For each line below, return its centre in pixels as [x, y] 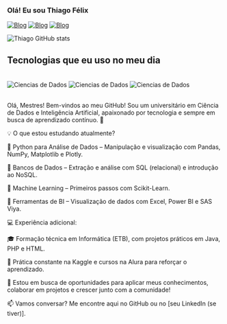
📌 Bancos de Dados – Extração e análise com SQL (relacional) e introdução [113, 167]
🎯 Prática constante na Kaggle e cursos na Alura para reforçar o [97, 262]
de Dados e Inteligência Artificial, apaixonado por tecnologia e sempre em [111, 113]
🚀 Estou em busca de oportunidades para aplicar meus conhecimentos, [108, 282]
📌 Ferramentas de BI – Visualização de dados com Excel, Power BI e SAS [110, 201]
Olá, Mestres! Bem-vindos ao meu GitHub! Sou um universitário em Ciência [113, 105]
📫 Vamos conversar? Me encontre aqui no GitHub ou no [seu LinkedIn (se [112, 303]
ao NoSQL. [22, 174]
